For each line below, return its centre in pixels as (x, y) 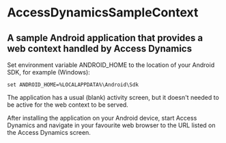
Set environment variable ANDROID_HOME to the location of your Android (111, 65)
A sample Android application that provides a (105, 38)
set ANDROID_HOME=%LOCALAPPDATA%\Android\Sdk (73, 85)
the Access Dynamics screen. (49, 132)
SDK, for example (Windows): (48, 72)
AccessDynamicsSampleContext (103, 13)
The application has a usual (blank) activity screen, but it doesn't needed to (113, 97)
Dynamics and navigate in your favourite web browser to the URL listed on (112, 125)
